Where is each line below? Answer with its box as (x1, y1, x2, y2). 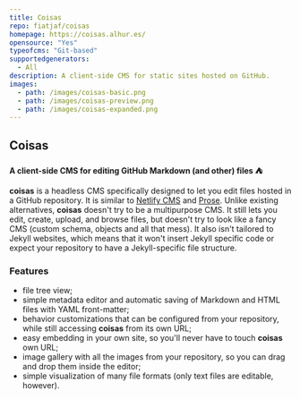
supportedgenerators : (9, 55, 90, 64)
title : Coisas (9, 13, 63, 22)
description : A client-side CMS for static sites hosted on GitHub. (9, 72, 270, 81)
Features (9, 265, 49, 277)
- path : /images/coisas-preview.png (17, 96, 154, 106)
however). (21, 380, 60, 391)
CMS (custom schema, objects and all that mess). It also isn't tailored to (9, 224, 274, 234)
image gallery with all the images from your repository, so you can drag (21, 352, 286, 362)
